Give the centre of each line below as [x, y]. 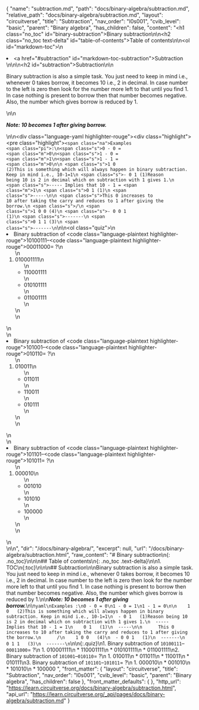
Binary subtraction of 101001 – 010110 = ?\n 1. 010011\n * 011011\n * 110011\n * [98, 656]
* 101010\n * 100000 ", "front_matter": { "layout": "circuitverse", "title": [92, 669]
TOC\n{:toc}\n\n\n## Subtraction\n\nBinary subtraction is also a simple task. [100, 567]
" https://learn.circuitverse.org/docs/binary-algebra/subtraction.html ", [91, 688]
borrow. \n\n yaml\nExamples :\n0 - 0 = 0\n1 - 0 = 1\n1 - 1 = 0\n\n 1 [98, 606]
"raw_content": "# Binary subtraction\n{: [121, 555]
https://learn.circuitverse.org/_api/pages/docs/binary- [99, 694]
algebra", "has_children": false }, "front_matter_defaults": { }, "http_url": [94, 682]
